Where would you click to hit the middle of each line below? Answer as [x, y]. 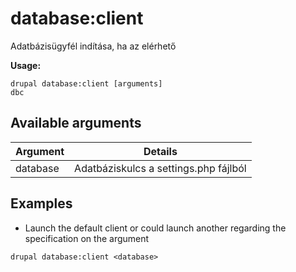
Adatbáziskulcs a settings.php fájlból [160, 168]
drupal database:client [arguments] [86, 83]
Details [160, 151]
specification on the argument [87, 238]
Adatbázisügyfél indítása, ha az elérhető [93, 46]
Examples [41, 203]
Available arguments [76, 123]
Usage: [26, 65]
